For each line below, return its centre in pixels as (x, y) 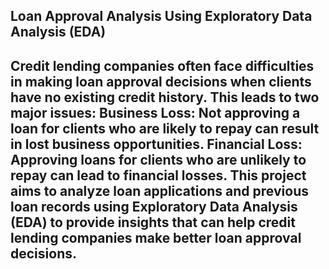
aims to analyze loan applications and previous (159, 190)
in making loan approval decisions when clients (161, 81)
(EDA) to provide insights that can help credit (153, 222)
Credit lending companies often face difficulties (162, 65)
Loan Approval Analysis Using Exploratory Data (161, 16)
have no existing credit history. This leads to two (165, 97)
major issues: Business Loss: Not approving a (155, 112)
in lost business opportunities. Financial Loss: (156, 144)
